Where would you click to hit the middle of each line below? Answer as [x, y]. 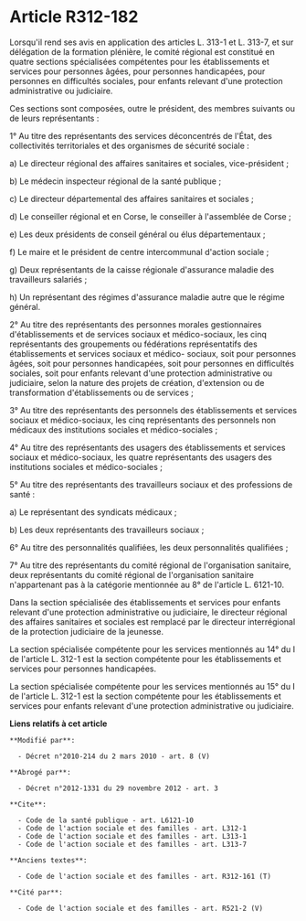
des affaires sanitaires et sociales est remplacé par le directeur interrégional [153, 621]
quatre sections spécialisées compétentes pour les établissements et [139, 61]
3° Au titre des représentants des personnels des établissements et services [153, 410]
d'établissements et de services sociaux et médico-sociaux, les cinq [138, 334]
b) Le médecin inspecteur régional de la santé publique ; [116, 181]
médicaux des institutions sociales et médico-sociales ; [114, 429]
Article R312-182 [74, 17]
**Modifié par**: [42, 740]
